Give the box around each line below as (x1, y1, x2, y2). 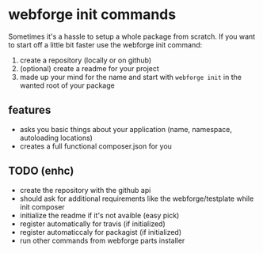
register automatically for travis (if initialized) (19, 219, 166, 228)
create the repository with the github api (19, 185, 151, 194)
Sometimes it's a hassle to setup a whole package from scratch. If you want (8, 32, 256, 41)
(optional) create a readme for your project (19, 63, 160, 73)
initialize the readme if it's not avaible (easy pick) (19, 210, 180, 220)
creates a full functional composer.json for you (19, 141, 173, 151)
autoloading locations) (19, 133, 93, 142)
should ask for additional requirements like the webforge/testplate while (19, 194, 254, 203)
